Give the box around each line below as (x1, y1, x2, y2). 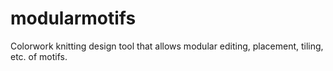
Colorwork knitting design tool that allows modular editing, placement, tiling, (10, 40, 324, 52)
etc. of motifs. (10, 50, 68, 62)
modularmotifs (10, 7, 137, 30)
